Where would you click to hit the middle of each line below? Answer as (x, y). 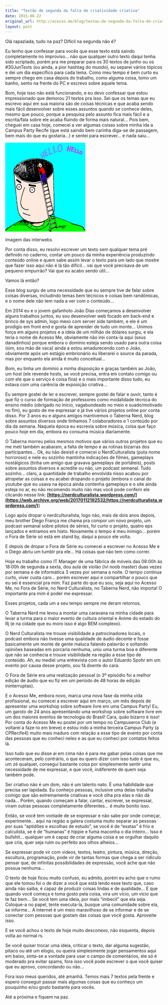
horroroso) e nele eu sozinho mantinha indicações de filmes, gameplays (79, 458)
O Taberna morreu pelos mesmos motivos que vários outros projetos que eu (84, 441)
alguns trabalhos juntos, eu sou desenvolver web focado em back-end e (80, 316)
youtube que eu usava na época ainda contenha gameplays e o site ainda (81, 484)
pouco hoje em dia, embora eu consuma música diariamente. (68, 432)
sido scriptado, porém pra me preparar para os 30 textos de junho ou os (79, 62)
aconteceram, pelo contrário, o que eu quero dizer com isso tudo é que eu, (82, 759)
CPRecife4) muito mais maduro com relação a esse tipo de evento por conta (84, 733)
